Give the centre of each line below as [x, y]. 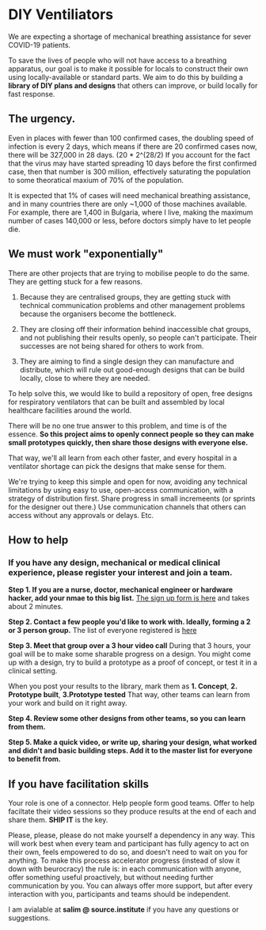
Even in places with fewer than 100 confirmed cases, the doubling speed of [131, 138]
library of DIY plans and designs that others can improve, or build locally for [133, 86]
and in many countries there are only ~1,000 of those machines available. [128, 204]
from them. [27, 727]
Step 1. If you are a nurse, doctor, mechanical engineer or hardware [121, 590]
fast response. [32, 93]
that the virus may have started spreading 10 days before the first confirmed [133, 163]
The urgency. [42, 119]
